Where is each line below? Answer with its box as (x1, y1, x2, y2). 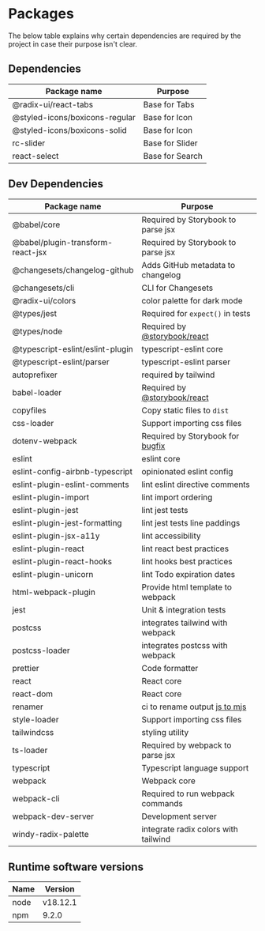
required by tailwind (141, 369, 215, 380)
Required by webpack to (141, 740, 232, 751)
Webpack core (141, 775, 196, 786)
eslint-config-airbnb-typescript (12, 465, 132, 477)
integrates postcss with (141, 639, 229, 650)
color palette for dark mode (141, 295, 243, 306)
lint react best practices (141, 543, 230, 554)
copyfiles (12, 405, 47, 416)
